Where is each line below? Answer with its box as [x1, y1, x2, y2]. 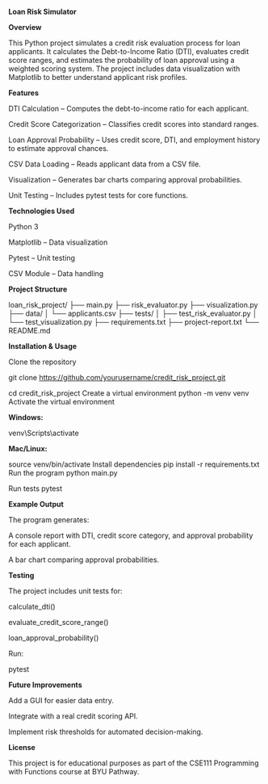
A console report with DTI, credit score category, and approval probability [8, 530, 253, 540]
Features [8, 88, 39, 98]
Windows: [8, 413, 44, 422]
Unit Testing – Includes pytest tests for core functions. [8, 191, 188, 200]
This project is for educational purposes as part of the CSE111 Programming [8, 758, 259, 768]
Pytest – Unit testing [8, 254, 75, 262]
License [8, 743, 36, 752]
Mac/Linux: [8, 444, 48, 453]
